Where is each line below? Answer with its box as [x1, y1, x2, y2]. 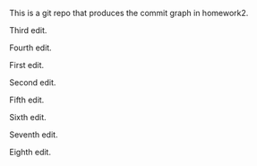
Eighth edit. [9, 147, 52, 157]
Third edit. [9, 25, 47, 35]
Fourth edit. [9, 42, 52, 53]
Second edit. [9, 77, 56, 88]
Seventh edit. [9, 129, 58, 140]
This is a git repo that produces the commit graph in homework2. [9, 8, 249, 18]
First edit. [9, 60, 45, 70]
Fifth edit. [9, 94, 45, 105]
